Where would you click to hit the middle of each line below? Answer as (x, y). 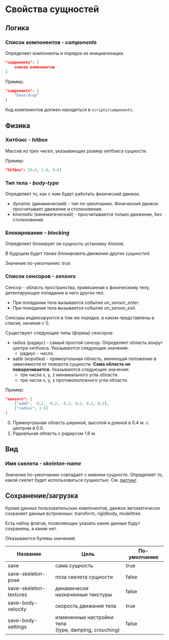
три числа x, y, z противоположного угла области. (74, 380)
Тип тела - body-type (32, 183)
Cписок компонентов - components (51, 42)
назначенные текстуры (83, 595)
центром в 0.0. (28, 428)
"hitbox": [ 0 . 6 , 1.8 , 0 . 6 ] (33, 170)
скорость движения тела (86, 606)
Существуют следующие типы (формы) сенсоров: (59, 333)
